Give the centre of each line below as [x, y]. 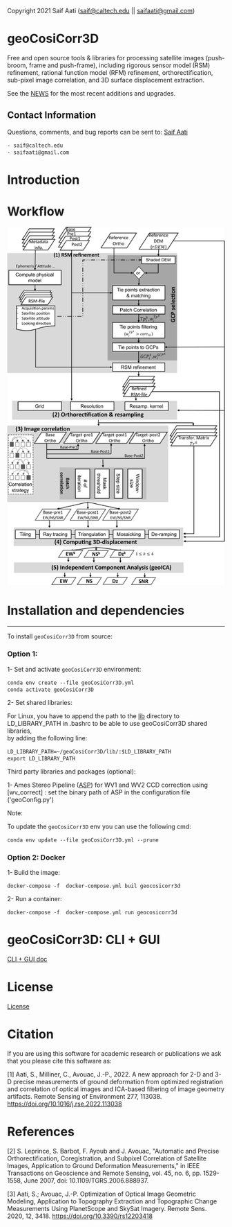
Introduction [43, 180]
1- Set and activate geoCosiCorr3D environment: [74, 669]
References [41, 1132]
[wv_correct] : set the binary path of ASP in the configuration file [99, 792]
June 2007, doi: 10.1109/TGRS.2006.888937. [86, 1180]
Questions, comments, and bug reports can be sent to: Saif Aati [98, 132]
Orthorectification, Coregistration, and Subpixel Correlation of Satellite [107, 1158]
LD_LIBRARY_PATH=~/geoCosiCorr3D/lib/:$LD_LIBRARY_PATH [89, 751]
